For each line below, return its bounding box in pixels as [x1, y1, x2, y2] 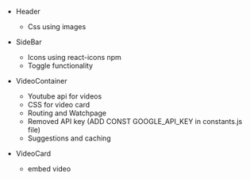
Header [15, 7, 41, 16]
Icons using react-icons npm [27, 53, 121, 62]
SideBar [15, 37, 42, 47]
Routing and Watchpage [27, 108, 107, 118]
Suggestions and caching [27, 133, 111, 143]
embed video [27, 164, 71, 173]
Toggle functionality [27, 61, 94, 70]
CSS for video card [27, 100, 90, 109]
